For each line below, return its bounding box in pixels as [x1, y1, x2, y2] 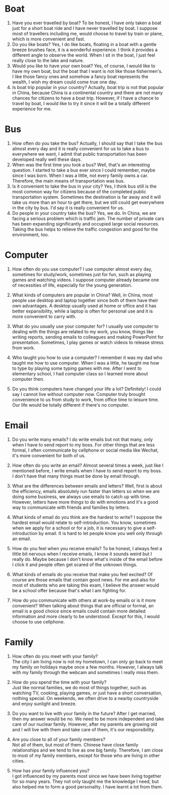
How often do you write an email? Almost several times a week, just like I [12, 462, 164, 468]
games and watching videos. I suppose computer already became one [12, 277, 159, 283]
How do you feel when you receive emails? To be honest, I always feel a [12, 545, 162, 551]
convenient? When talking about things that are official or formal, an [12, 602, 154, 608]
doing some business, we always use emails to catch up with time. [12, 494, 151, 500]
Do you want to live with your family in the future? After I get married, [12, 710, 156, 716]
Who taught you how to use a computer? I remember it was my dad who [12, 355, 163, 361]
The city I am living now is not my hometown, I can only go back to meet [12, 658, 163, 665]
